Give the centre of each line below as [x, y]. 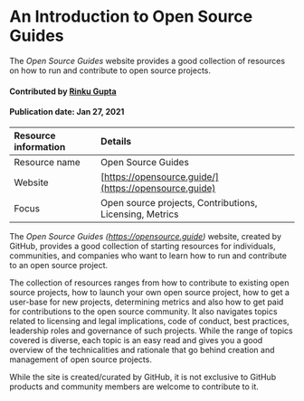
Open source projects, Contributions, [179, 202]
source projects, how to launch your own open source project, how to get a [149, 292]
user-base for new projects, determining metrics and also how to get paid [147, 302]
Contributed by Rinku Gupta [63, 91]
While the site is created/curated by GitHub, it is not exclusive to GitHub [143, 377]
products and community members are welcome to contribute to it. [134, 387]
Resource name [47, 162]
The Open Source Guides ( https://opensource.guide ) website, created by [146, 236]
